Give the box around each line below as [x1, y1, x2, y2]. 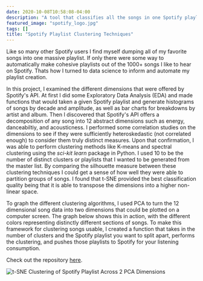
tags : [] [6, 25, 28, 32]
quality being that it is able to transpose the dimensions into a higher [6, 182, 177, 189]
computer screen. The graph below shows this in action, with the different [6, 213, 190, 220]
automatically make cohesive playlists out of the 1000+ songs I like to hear [6, 61, 192, 68]
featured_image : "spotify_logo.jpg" [6, 20, 98, 26]
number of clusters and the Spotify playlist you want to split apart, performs [6, 232, 195, 239]
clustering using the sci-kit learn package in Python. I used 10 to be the [6, 149, 184, 157]
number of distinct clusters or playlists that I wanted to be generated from [6, 156, 190, 163]
